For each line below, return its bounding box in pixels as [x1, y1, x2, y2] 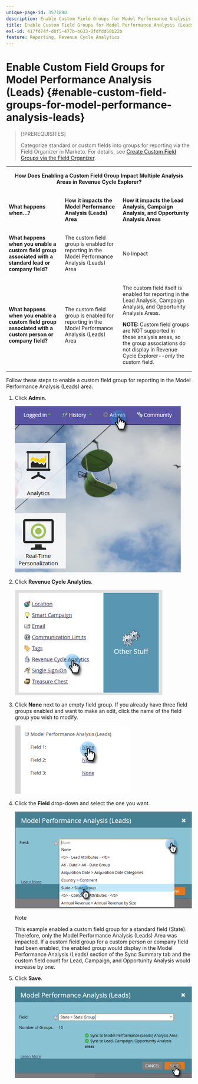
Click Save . [14, 975, 43, 982]
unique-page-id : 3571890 [6, 9, 67, 15]
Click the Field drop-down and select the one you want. [14, 800, 150, 807]
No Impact [123, 250, 148, 257]
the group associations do [123, 340, 186, 347]
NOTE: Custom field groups [123, 321, 190, 328]
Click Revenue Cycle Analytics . [14, 578, 93, 585]
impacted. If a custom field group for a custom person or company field [14, 938, 189, 945]
